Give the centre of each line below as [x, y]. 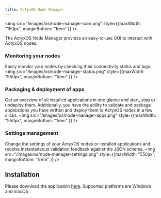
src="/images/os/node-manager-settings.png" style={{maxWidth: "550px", [80, 154]
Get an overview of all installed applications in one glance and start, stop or [80, 100]
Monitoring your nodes [33, 55]
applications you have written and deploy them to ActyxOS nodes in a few [79, 110]
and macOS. [17, 191]
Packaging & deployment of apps [45, 89]
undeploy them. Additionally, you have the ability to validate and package [78, 105]
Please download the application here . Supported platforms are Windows [78, 186]
